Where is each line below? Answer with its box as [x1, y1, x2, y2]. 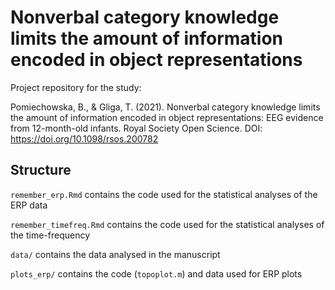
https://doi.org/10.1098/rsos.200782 [10, 132, 159, 145]
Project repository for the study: [10, 81, 142, 93]
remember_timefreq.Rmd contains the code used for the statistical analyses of [10, 218, 325, 230]
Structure [10, 162, 72, 179]
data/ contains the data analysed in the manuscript [10, 248, 221, 260]
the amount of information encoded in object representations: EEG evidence [10, 111, 324, 123]
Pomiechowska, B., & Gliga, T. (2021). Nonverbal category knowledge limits [10, 101, 321, 113]
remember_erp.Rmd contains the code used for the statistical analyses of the [10, 188, 318, 200]
